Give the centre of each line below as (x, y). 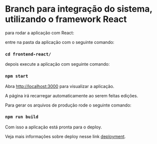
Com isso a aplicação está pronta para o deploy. (54, 127)
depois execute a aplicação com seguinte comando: (57, 64)
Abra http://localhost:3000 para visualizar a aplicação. (60, 86)
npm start (17, 76)
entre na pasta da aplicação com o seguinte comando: (60, 42)
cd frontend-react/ (28, 54)
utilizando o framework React (66, 19)
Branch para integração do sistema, (79, 9)
